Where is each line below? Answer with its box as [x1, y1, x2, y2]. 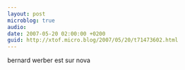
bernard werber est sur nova [7, 56, 90, 64]
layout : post [7, 10, 46, 18]
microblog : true [7, 17, 55, 24]
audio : [7, 23, 27, 30]
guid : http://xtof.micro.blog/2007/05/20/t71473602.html [7, 37, 179, 44]
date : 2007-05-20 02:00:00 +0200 [7, 30, 106, 37]
